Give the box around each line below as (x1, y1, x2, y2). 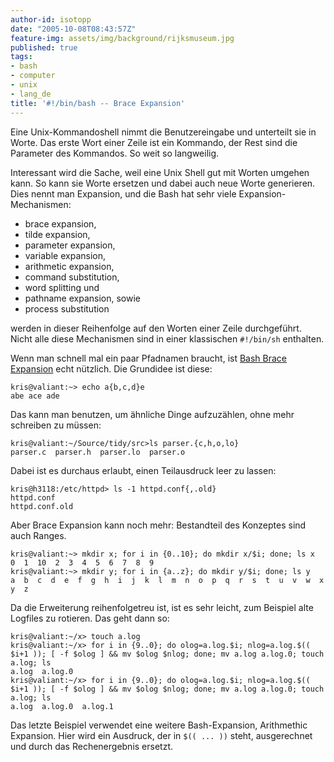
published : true (10, 42, 78, 53)
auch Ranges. (10, 529, 67, 541)
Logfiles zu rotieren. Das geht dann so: (10, 612, 170, 624)
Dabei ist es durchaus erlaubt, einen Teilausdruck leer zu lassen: (10, 464, 277, 476)
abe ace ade (10, 391, 60, 401)
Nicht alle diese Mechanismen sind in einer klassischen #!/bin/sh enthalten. (10, 332, 325, 345)
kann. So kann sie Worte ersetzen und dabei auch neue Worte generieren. (10, 177, 316, 189)
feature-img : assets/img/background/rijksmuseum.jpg (10, 33, 235, 43)
